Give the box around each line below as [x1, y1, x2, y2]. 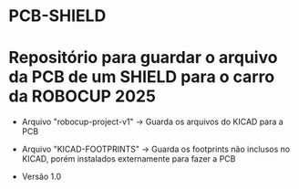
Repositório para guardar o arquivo [8, 47, 278, 68]
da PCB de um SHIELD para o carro [8, 67, 275, 88]
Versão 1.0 [21, 171, 61, 183]
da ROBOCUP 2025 [8, 86, 157, 107]
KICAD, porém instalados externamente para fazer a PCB [21, 153, 236, 164]
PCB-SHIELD [8, 5, 107, 26]
